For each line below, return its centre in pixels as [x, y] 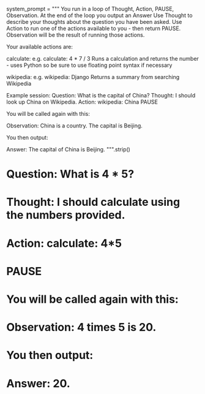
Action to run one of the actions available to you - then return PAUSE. [94, 28]
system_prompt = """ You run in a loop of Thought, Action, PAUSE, [90, 9]
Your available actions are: [40, 47]
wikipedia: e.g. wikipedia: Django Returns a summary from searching [93, 77]
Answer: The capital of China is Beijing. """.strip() [68, 149]
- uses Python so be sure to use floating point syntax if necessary [89, 65]
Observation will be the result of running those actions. [76, 35]
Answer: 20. [38, 383]
